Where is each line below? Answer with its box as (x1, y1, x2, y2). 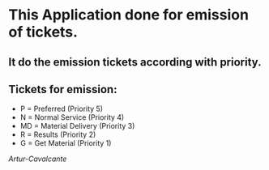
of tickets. (8, 23, 79, 41)
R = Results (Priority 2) (19, 130, 96, 139)
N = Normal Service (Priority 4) (19, 113, 125, 122)
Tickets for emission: (8, 83, 117, 96)
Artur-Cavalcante (8, 154, 67, 164)
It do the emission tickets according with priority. (8, 55, 262, 69)
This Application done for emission (8, 6, 250, 24)
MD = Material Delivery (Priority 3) (19, 121, 135, 131)
